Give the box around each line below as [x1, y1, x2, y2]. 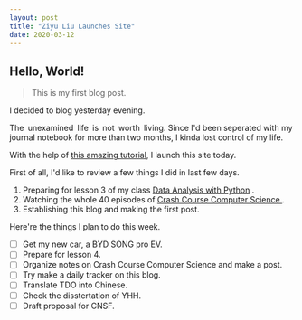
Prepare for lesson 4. [22, 249, 101, 260]
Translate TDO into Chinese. [22, 279, 128, 290]
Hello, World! [9, 63, 85, 79]
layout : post [9, 13, 59, 23]
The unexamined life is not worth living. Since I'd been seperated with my [9, 123, 293, 134]
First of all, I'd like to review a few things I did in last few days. [9, 167, 240, 178]
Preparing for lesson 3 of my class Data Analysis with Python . [22, 184, 255, 195]
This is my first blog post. [31, 88, 127, 99]
